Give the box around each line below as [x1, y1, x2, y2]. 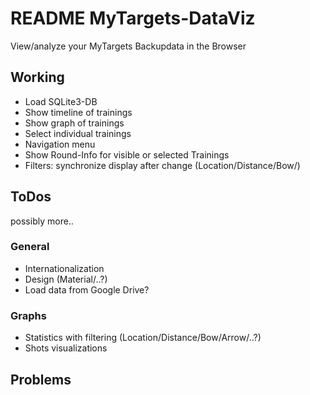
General [10, 240, 50, 254]
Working [10, 69, 65, 86]
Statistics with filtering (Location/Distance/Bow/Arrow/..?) [24, 332, 262, 344]
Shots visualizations [24, 342, 108, 354]
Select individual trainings [24, 127, 132, 139]
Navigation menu [24, 138, 96, 150]
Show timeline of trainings [24, 106, 133, 118]
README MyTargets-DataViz [10, 7, 256, 30]
